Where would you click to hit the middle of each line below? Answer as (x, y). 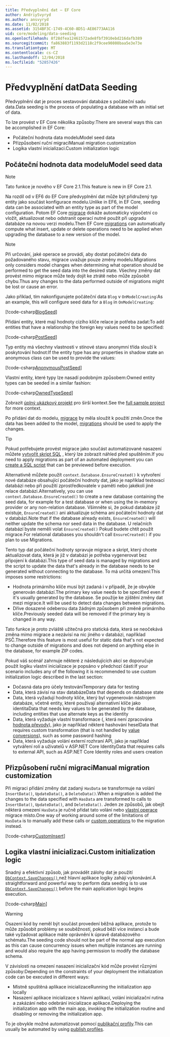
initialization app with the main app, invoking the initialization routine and (89, 1008)
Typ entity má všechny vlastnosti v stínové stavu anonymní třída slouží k (81, 347)
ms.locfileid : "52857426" (33, 62)
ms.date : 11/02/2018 (27, 24)
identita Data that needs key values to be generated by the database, (84, 709)
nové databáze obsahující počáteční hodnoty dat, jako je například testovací (85, 480)
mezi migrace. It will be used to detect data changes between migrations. (89, 603)
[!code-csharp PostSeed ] (31, 337)
